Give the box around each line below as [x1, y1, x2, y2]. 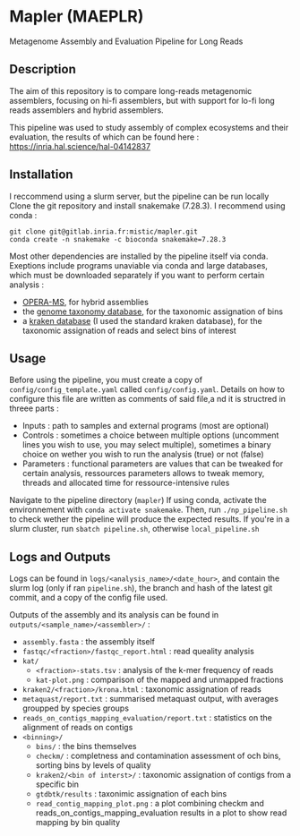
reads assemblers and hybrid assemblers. [9, 105, 164, 115]
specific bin [35, 779, 79, 789]
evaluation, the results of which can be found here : [9, 132, 200, 142]
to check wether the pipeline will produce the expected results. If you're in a [9, 514, 290, 525]
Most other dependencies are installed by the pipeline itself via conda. [9, 251, 269, 261]
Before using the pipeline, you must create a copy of [9, 374, 203, 386]
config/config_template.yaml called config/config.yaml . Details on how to [9, 384, 285, 395]
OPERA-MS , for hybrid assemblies [21, 296, 150, 307]
